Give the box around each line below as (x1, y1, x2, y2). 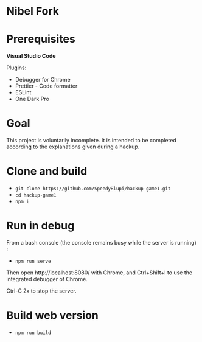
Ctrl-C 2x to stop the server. (6, 287, 77, 295)
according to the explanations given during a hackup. (6, 143, 140, 150)
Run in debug (6, 219, 75, 232)
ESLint (15, 89, 32, 96)
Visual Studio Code (6, 52, 56, 60)
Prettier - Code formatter (15, 82, 78, 89)
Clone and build (6, 164, 88, 178)
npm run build (15, 330, 51, 336)
